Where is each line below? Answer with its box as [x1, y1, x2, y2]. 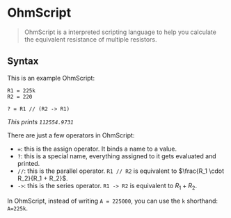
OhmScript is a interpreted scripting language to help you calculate [24, 28, 217, 36]
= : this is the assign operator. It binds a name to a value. [17, 144, 177, 153]
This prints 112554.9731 [7, 117, 74, 126]
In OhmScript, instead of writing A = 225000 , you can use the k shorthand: [7, 196, 218, 205]
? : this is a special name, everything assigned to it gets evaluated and [17, 151, 217, 160]
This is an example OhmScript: [7, 74, 95, 82]
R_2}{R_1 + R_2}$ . [17, 174, 68, 182]
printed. [17, 159, 40, 167]
